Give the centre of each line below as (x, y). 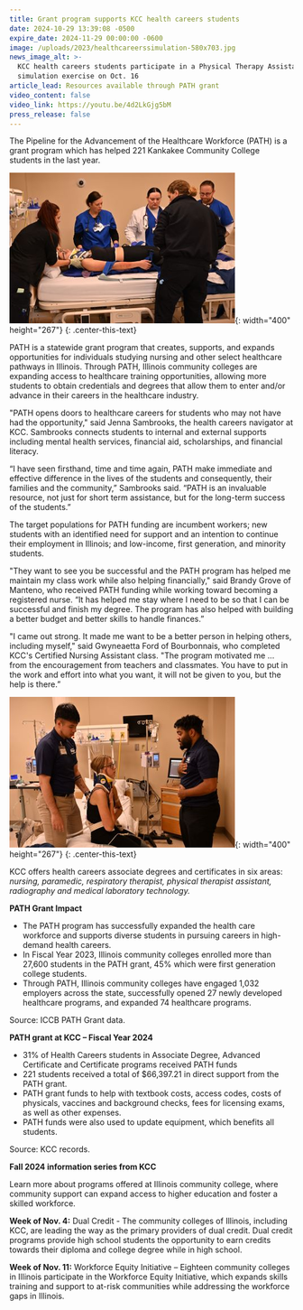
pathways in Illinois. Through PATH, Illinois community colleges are (133, 367)
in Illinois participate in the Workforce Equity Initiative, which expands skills (149, 1277)
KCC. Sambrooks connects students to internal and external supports (138, 432)
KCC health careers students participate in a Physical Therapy (141, 67)
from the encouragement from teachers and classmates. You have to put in (149, 665)
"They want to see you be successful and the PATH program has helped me (150, 571)
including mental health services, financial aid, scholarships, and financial (146, 441)
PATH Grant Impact (46, 908)
